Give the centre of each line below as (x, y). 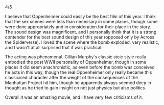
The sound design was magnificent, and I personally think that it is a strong (81, 32)
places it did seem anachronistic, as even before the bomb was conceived (80, 67)
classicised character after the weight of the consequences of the (71, 78)
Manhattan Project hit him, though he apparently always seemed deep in (78, 83)
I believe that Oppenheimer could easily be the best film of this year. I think (81, 16)
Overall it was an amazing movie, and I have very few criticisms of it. (74, 97)
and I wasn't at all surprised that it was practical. (54, 47)
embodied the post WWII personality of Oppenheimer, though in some (76, 62)
